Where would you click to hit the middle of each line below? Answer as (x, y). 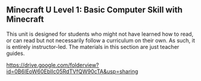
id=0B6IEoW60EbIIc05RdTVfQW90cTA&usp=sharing (72, 71)
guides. (16, 53)
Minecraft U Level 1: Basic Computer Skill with (94, 10)
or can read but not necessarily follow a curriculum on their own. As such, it (101, 40)
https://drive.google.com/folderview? (53, 65)
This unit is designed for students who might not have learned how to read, (100, 34)
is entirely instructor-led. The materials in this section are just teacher (93, 47)
